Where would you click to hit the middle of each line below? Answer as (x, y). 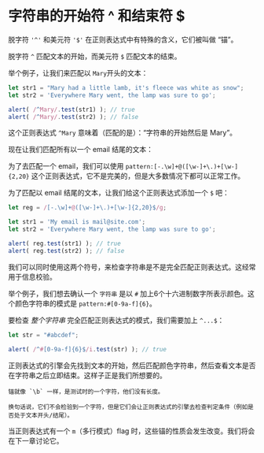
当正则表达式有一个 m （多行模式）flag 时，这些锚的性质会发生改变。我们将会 (132, 431)
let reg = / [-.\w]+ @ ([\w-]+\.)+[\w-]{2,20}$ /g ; (88, 208)
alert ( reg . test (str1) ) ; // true (65, 244)
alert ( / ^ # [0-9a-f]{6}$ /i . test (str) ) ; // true (88, 349)
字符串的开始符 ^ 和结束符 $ (97, 16)
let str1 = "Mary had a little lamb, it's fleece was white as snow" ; (126, 87)
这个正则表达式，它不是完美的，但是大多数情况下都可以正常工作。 (138, 176)
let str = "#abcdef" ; (44, 335)
